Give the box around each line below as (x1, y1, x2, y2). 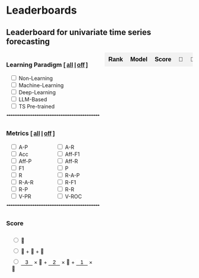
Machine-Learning (18, 82, 64, 89)
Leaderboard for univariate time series (6, 27, 152, 37)
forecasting (6, 36, 50, 46)
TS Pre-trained (18, 103, 55, 110)
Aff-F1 (65, 151, 80, 158)
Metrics (6, 129, 29, 138)
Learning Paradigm (6, 60, 62, 69)
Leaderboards (6, 4, 77, 17)
